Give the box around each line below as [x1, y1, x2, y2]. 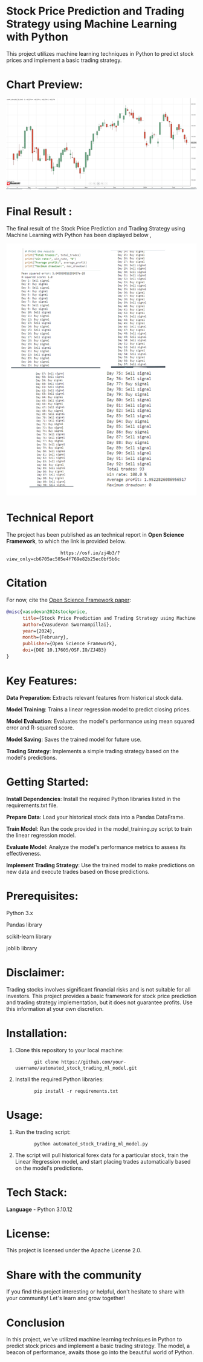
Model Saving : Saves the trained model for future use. [6, 736, 142, 743]
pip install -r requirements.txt [34, 1088, 118, 1094]
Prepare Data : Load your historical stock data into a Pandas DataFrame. [6, 813, 185, 820]
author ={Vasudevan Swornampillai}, [22, 622, 112, 628]
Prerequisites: [6, 890, 79, 903]
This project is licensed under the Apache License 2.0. [6, 1247, 142, 1254]
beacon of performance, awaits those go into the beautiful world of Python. [6, 1349, 195, 1356]
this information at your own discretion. [6, 1005, 104, 1012]
